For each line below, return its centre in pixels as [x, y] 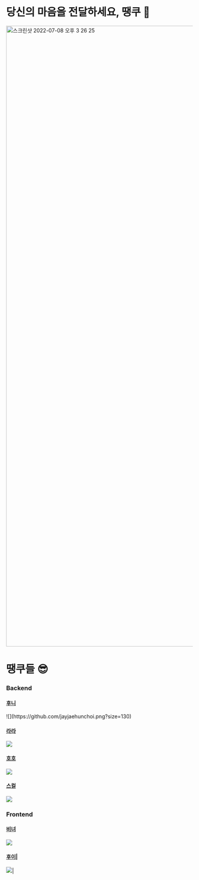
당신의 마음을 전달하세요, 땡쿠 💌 [78, 12]
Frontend [20, 814]
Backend [19, 688]
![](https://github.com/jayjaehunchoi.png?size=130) [69, 716]
